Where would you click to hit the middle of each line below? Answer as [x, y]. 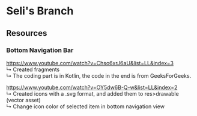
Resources [27, 33]
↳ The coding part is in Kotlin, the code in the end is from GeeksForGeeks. [99, 75]
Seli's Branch [40, 11]
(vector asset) [23, 100]
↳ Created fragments [33, 69]
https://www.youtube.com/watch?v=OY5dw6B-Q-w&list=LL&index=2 [92, 87]
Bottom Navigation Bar [40, 50]
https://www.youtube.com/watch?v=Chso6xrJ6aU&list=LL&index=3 [90, 63]
